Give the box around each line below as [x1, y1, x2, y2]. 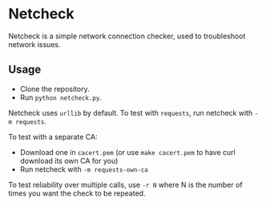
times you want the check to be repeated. [8, 188, 146, 198]
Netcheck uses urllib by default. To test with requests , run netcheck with [8, 108, 253, 117]
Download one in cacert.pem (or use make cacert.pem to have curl [19, 147, 236, 156]
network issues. [8, 39, 61, 49]
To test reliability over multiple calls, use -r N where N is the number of [8, 180, 243, 189]
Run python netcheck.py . [19, 93, 103, 102]
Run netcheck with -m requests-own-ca [19, 164, 148, 174]
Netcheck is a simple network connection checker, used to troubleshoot [8, 31, 246, 41]
